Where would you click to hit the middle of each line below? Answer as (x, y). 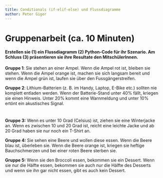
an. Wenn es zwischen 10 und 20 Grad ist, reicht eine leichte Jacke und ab (80, 126)
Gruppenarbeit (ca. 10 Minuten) (70, 38)
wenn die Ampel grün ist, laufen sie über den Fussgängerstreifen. (71, 78)
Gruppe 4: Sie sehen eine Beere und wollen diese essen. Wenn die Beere (79, 140)
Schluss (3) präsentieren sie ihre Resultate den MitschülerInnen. (72, 57)
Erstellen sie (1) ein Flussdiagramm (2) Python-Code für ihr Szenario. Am (80, 52)
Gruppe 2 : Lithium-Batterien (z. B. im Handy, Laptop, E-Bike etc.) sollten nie (81, 88)
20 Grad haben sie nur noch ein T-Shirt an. (48, 131)
